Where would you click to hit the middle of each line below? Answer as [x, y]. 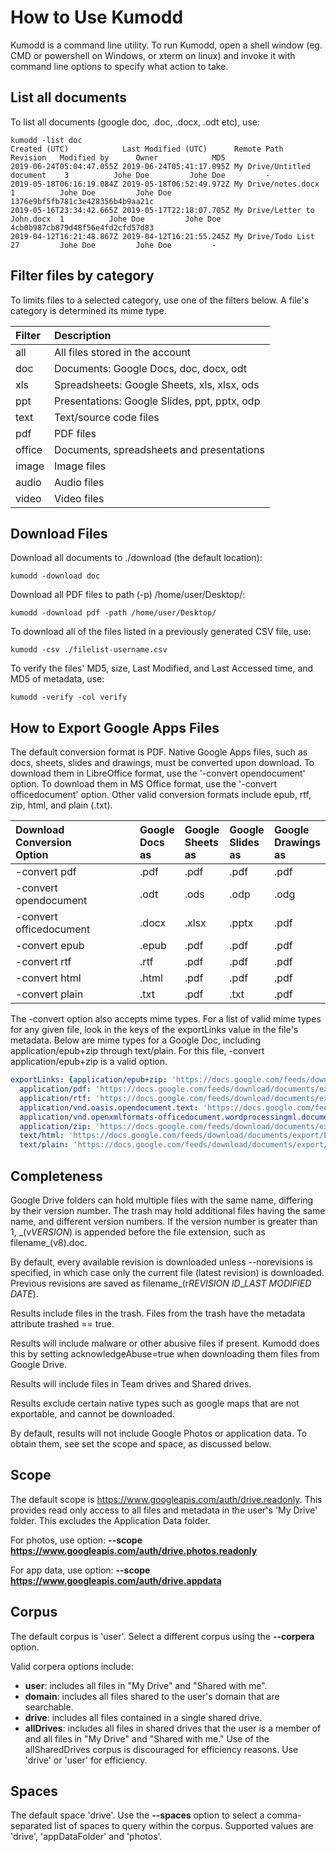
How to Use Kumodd [97, 17]
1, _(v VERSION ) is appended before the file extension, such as [138, 1232]
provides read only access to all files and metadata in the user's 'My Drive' [164, 1510]
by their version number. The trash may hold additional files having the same [168, 1210]
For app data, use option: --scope [80, 1570]
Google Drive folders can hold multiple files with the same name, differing [162, 1200]
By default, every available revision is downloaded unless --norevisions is [161, 1262]
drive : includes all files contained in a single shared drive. [143, 1717]
